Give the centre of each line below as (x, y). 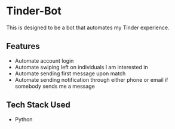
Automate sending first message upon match (70, 73)
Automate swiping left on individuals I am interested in (81, 67)
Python (24, 119)
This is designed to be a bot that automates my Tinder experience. (88, 27)
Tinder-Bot (34, 11)
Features (23, 46)
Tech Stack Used (38, 105)
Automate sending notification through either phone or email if (91, 79)
